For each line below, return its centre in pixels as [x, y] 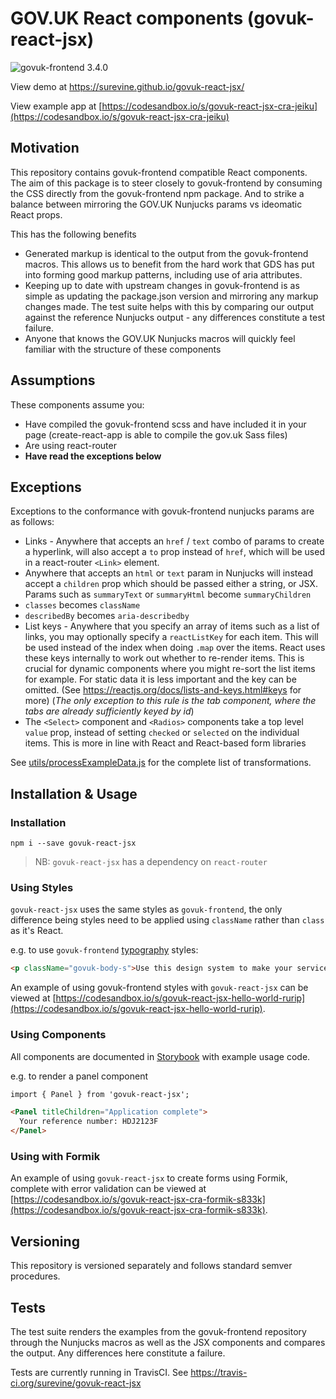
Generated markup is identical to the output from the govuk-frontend [166, 253]
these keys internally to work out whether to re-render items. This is [164, 658]
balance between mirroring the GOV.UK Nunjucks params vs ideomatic [156, 204]
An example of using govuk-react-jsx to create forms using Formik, [149, 1178]
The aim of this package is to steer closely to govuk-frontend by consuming [166, 183]
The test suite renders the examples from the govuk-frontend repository [158, 1331]
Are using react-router [70, 445]
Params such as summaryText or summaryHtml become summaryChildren [168, 594]
